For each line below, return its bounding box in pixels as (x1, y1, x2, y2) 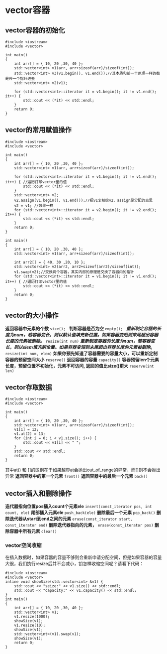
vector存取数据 (5, 383, 52, 392)
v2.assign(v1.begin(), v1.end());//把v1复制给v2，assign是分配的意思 (14, 198, 153, 203)
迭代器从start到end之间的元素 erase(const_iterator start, (9, 516, 133, 522)
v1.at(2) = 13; (14, 431, 46, 436)
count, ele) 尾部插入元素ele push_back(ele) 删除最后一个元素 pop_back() (5, 510, 156, 516)
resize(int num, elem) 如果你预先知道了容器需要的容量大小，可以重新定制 (5, 350, 158, 356)
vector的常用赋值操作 (5, 126, 72, 134)
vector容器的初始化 (5, 26, 65, 34)
